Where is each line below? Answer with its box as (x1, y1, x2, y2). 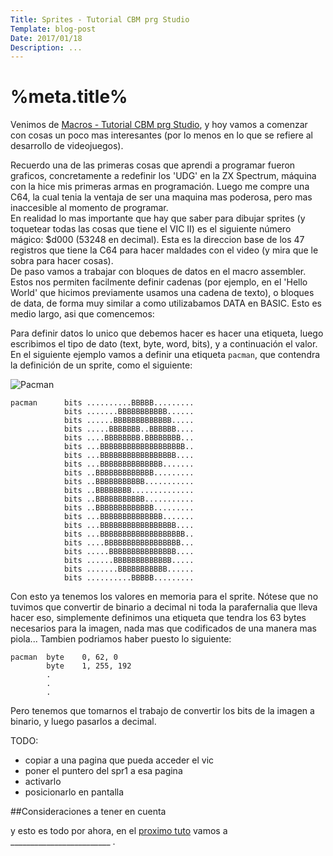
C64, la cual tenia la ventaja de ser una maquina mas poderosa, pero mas (10, 191, 313, 203)
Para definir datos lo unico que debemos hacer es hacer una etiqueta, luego (10, 327, 324, 340)
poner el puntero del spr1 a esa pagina (24, 765, 183, 777)
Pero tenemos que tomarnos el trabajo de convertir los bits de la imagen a (10, 705, 315, 717)
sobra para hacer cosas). (10, 255, 114, 267)
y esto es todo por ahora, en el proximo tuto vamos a (10, 825, 228, 837)
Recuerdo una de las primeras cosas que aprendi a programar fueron (10, 159, 296, 171)
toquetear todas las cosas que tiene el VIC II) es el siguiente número (10, 223, 292, 235)
